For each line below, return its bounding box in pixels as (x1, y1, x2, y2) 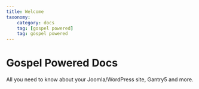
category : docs (17, 20, 55, 26)
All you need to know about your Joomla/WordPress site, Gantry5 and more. (6, 76, 194, 83)
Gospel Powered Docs (6, 56, 118, 70)
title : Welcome (6, 8, 44, 15)
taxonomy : (6, 14, 31, 20)
